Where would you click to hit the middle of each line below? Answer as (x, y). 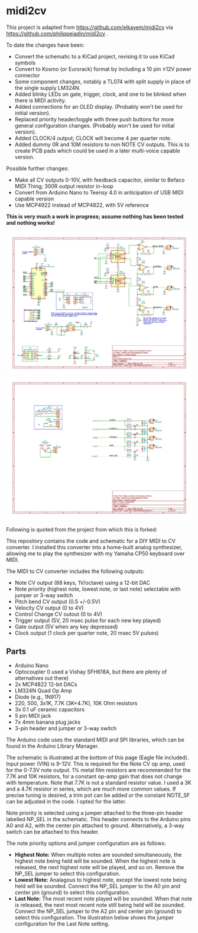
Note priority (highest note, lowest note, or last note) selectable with (98, 589)
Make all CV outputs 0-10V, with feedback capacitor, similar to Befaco (100, 180)
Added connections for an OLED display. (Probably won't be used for (99, 106)
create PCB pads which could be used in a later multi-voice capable (97, 150)
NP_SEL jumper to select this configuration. (67, 874)
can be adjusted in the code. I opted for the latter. (66, 802)
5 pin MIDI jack (33, 716)
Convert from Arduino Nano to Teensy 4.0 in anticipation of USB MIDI (99, 192)
